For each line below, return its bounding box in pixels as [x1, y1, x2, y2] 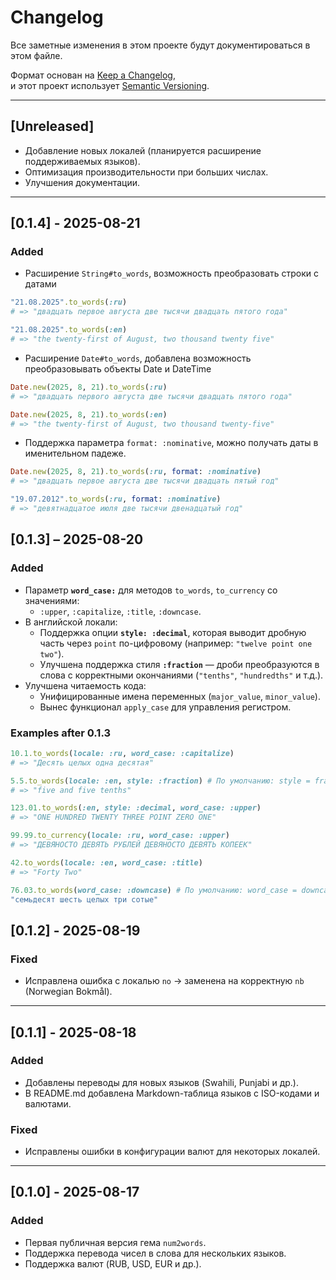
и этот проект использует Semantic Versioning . [10, 79, 210, 91]
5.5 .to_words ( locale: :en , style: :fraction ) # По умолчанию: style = [10, 776, 311, 786]
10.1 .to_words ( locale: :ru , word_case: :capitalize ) [10, 748, 235, 758]
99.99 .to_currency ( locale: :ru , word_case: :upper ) [10, 831, 230, 841]
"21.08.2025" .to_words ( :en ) [10, 325, 128, 335]
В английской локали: [24, 616, 118, 628]
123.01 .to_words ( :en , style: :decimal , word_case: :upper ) [10, 803, 262, 813]
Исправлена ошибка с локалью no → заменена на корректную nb [24, 975, 305, 987]
